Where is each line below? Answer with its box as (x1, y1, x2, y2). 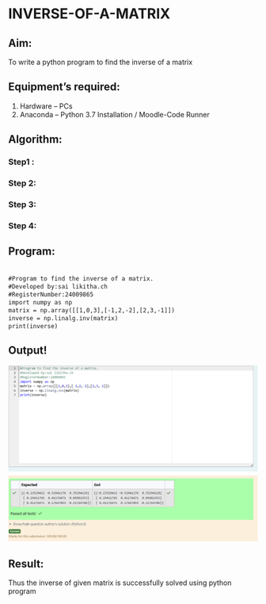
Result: (8, 556, 44, 571)
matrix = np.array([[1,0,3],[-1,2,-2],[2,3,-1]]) (8, 306, 176, 314)
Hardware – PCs (19, 101, 73, 111)
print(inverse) (8, 322, 59, 330)
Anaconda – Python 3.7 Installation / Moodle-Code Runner (19, 109, 210, 119)
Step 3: (8, 199, 37, 210)
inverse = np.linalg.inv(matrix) (8, 314, 119, 322)
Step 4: (8, 220, 37, 231)
